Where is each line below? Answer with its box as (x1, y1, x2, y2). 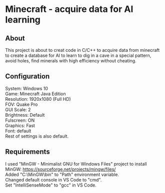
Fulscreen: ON (5, 117, 35, 123)
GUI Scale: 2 (5, 106, 31, 113)
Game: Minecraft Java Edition (5, 91, 66, 97)
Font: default (5, 128, 31, 134)
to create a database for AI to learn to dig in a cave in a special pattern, (5, 52, 151, 58)
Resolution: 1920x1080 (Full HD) (5, 96, 71, 102)
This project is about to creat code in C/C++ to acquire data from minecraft (5, 47, 160, 53)
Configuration (5, 72, 50, 81)
